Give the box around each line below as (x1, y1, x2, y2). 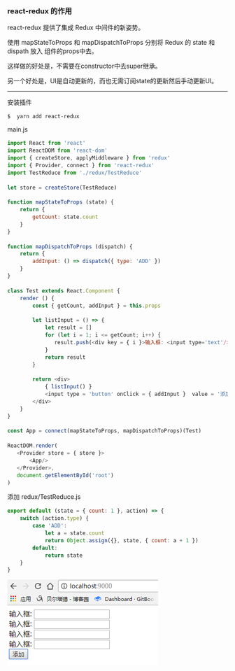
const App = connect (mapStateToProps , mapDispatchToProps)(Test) (7, 428, 201, 435)
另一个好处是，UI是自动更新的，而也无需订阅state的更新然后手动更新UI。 (7, 77, 218, 85)
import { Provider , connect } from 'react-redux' (7, 162, 155, 169)
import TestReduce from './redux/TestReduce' (7, 169, 142, 176)
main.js (7, 125, 28, 134)
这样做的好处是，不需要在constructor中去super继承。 (7, 62, 162, 71)
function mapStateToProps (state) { (7, 199, 114, 206)
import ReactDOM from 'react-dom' (7, 147, 108, 155)
